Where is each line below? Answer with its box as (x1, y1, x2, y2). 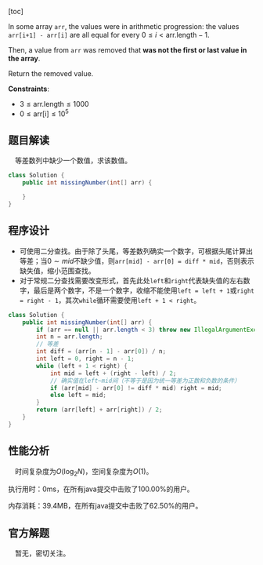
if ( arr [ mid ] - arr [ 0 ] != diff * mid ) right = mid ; (49, 384, 222, 392)
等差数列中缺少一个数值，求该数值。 (15, 156, 131, 166)
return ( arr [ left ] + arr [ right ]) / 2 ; (36, 406, 163, 414)
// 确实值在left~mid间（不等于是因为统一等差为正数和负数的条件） (49, 377, 240, 385)
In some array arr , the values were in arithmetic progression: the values (8, 22, 240, 31)
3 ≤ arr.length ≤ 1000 (19, 100, 89, 108)
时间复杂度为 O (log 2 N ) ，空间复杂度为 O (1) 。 (15, 466, 153, 478)
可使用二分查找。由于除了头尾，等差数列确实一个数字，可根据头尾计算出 (19, 246, 253, 256)
